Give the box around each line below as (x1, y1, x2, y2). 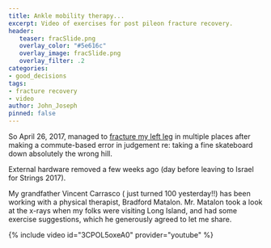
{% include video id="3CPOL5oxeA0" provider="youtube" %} (8, 230, 214, 239)
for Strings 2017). (8, 173, 66, 183)
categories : (8, 65, 49, 73)
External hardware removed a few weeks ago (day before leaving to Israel (8, 165, 255, 174)
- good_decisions (8, 72, 67, 80)
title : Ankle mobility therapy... (8, 11, 125, 20)
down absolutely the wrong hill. (8, 149, 113, 158)
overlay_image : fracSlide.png (19, 49, 121, 57)
